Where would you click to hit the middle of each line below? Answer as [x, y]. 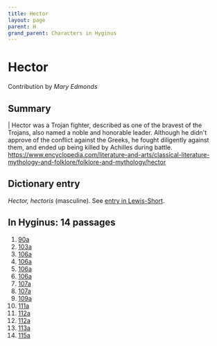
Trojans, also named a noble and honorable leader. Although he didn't [107, 132]
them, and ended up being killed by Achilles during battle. [90, 147]
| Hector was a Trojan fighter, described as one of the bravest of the [105, 125]
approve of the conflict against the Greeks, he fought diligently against [108, 140]
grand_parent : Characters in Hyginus [62, 33]
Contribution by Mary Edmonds [53, 87]
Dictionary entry [44, 184]
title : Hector [28, 14]
